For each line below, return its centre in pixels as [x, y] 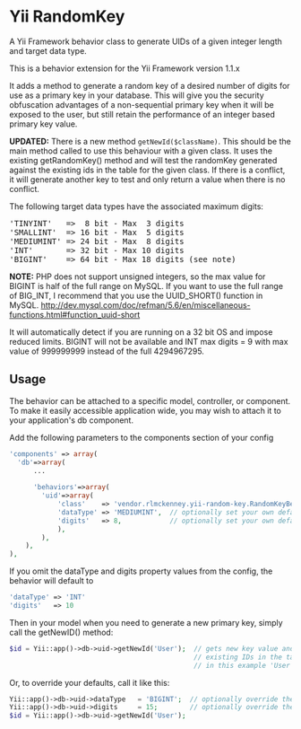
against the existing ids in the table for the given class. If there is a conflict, [147, 170]
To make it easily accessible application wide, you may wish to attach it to [146, 410]
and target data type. [48, 50]
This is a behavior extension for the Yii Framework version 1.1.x [125, 68]
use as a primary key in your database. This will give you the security [137, 95]
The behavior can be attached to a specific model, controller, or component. [150, 400]
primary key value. [43, 124]
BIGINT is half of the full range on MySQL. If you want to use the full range [146, 285]
